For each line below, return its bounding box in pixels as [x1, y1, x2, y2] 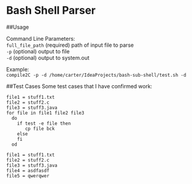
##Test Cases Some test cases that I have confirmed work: [6, 82, 152, 90]
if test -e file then [17, 120, 71, 126]
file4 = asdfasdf [6, 167, 50, 174]
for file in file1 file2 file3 [6, 110, 85, 116]
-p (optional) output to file [6, 47, 70, 55]
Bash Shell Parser [6, 4, 96, 17]
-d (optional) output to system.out [6, 54, 90, 61]
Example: [6, 65, 29, 73]
